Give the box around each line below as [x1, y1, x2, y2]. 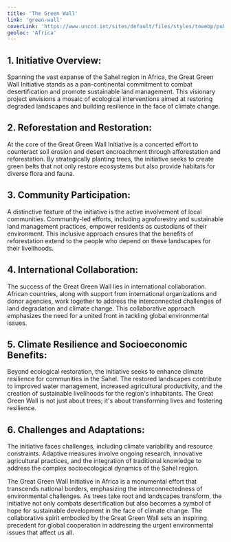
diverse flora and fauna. [7, 169, 75, 177]
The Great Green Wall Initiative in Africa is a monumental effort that [7, 477, 197, 486]
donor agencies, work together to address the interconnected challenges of [7, 297, 222, 305]
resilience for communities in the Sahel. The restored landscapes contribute [7, 375, 222, 383]
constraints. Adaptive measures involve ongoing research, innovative [7, 449, 203, 458]
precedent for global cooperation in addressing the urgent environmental [7, 521, 214, 530]
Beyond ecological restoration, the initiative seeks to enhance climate [7, 368, 204, 376]
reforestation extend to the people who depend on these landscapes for [7, 236, 211, 245]
